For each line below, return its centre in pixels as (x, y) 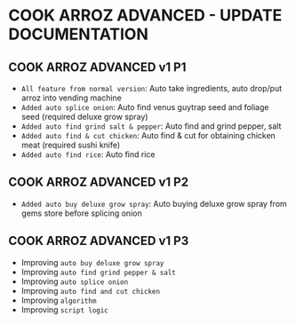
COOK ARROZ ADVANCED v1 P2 (98, 182)
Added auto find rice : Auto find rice (88, 154)
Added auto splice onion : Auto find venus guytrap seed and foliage (145, 107)
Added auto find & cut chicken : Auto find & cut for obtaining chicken (148, 135)
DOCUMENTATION (78, 34)
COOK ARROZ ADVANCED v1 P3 (99, 241)
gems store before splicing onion (82, 213)
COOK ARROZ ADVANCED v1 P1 (97, 67)
